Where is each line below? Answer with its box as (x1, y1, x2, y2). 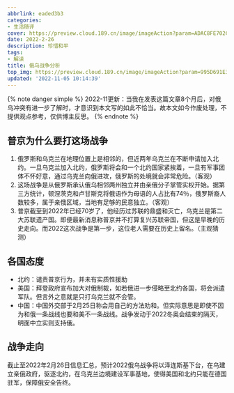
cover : (7, 29, 26, 37)
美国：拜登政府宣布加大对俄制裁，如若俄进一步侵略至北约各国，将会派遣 (17, 284, 225, 292)
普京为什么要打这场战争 (7, 134, 108, 146)
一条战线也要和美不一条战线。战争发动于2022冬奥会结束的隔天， (36, 310, 222, 318)
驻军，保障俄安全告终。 (7, 378, 75, 387)
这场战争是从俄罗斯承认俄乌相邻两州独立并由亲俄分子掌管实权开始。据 (17, 180, 219, 189)
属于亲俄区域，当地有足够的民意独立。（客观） (41, 198, 173, 206)
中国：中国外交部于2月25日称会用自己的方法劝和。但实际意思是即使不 (17, 301, 218, 309)
